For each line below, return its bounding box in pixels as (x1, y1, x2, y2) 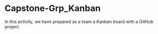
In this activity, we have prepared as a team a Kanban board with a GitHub (4, 19, 154, 24)
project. (4, 23, 20, 29)
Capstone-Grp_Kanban (4, 3, 101, 14)
